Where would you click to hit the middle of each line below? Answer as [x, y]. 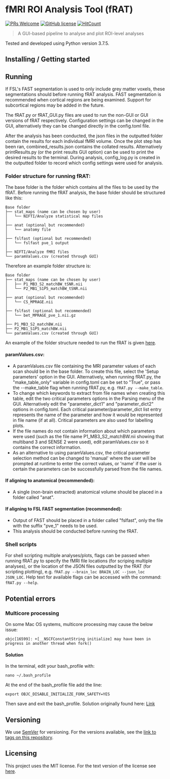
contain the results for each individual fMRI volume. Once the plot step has [83, 141]
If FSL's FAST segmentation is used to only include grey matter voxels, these [85, 89]
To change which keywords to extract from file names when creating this [89, 393]
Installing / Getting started [48, 59]
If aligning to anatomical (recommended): [50, 481]
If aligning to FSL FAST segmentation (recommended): [64, 509]
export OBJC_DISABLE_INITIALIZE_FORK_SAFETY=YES [58, 694]
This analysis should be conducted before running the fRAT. [75, 531]
